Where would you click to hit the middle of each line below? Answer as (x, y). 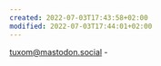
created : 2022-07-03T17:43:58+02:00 (79, 18)
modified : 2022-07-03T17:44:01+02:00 (81, 26)
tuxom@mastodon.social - (59, 52)
